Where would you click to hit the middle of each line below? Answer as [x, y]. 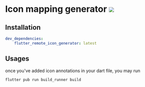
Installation [23, 27]
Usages [17, 59]
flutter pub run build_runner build [43, 80]
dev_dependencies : [24, 39]
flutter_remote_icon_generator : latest [56, 43]
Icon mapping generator [56, 9]
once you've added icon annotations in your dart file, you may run [73, 71]
